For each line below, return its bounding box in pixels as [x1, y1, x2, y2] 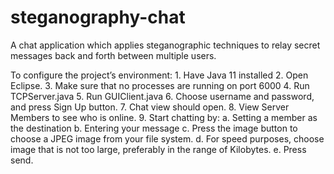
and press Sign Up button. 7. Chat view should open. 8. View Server [10, 101, 290, 113]
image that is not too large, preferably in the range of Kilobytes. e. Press [10, 143, 307, 155]
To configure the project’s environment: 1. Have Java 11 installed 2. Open [10, 69, 309, 81]
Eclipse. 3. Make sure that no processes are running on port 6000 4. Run [10, 79, 310, 91]
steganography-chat [10, 6, 186, 29]
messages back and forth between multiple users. [10, 49, 217, 61]
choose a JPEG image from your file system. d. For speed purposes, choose [10, 132, 325, 145]
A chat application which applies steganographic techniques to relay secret [10, 39, 321, 51]
